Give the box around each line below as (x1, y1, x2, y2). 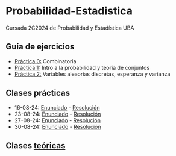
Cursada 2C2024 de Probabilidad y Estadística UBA (5, 24, 134, 31)
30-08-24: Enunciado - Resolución (14, 123, 101, 130)
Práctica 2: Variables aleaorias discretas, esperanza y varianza (14, 70, 171, 78)
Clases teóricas (5, 140, 66, 151)
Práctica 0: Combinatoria (14, 57, 77, 64)
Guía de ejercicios (5, 42, 75, 52)
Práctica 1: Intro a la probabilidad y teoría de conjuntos (14, 64, 150, 71)
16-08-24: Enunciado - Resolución (14, 104, 100, 111)
